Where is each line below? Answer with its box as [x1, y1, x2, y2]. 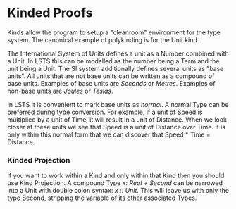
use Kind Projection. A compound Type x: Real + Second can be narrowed [7, 179, 223, 187]
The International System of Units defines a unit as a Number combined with [7, 49, 229, 58]
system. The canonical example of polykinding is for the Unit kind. [7, 35, 199, 44]
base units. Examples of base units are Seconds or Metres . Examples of [7, 79, 216, 87]
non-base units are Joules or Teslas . [7, 87, 114, 95]
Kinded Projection [7, 155, 70, 165]
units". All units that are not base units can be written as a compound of [7, 72, 215, 80]
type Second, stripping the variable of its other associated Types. [7, 194, 197, 202]
